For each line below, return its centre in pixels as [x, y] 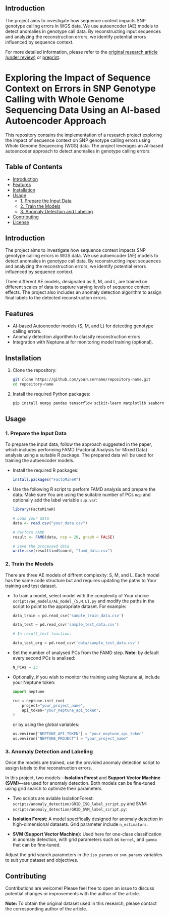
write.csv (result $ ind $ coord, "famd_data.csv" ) [62, 551]
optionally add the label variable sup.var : [55, 500]
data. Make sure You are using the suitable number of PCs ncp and [81, 495]
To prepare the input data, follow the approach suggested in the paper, [79, 444]
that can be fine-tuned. [37, 845]
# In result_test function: [42, 634]
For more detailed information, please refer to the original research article [81, 52]
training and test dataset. [31, 586]
